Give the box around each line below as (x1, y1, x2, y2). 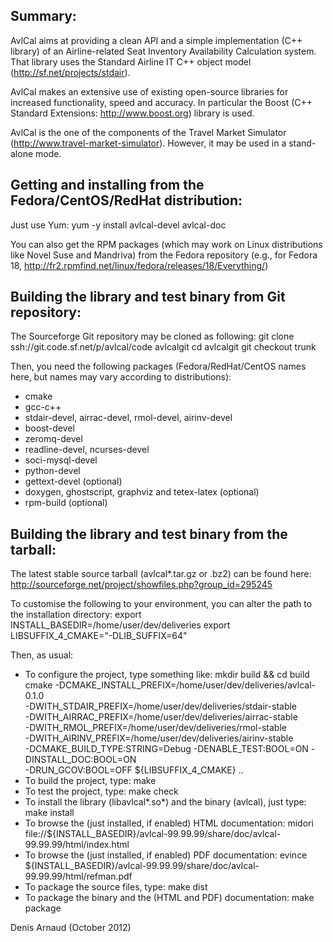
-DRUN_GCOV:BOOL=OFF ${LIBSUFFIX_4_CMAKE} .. (24, 764, 244, 776)
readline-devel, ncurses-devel (24, 444, 150, 456)
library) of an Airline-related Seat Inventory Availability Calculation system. (10, 45, 317, 57)
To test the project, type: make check (24, 785, 179, 798)
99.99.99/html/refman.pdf (24, 870, 133, 883)
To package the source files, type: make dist (24, 881, 208, 893)
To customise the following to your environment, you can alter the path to (10, 598, 313, 610)
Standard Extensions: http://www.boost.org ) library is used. (10, 107, 255, 119)
